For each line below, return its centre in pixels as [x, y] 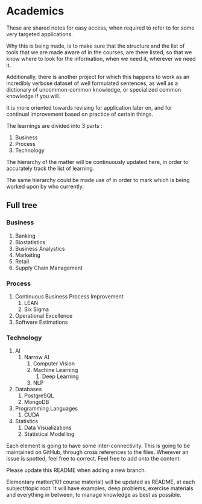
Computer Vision [54, 364]
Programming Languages [46, 409]
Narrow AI [36, 358]
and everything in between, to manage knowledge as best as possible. [94, 495]
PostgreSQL [39, 395]
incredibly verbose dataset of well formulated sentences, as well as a [92, 83]
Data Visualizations [48, 428]
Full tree [22, 205]
